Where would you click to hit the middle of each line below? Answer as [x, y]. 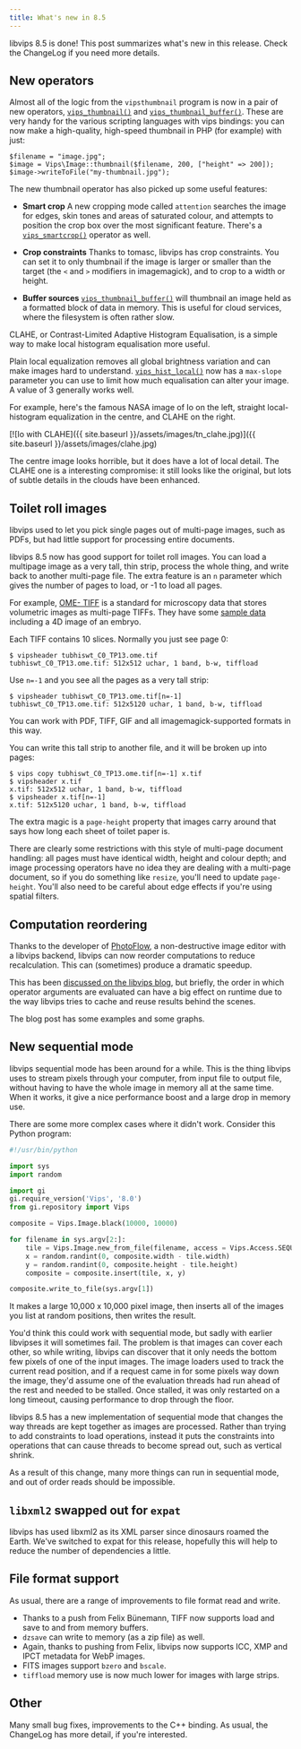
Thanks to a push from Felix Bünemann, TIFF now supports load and [148, 1617]
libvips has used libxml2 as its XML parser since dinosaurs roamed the [139, 1532]
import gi [28, 1191]
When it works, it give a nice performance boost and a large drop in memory [150, 1097]
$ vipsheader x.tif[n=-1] [57, 797]
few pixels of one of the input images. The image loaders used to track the [146, 1362]
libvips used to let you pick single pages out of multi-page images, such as [147, 530]
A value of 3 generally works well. [72, 390]
